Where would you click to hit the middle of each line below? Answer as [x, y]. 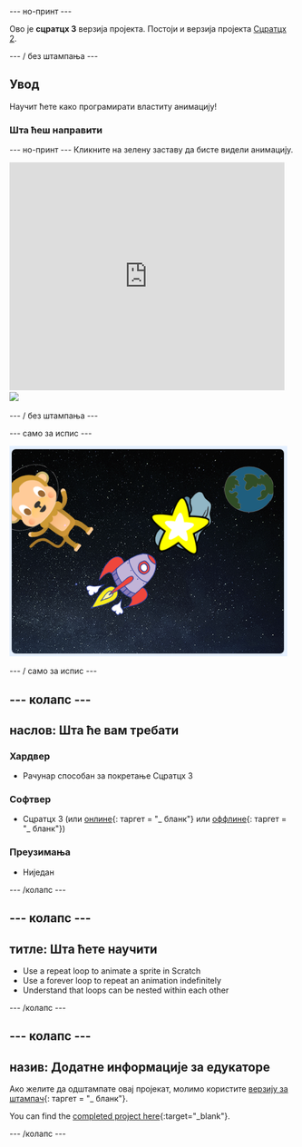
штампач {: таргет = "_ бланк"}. [69, 1099]
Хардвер [30, 756]
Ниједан [38, 872]
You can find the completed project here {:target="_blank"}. [120, 1116]
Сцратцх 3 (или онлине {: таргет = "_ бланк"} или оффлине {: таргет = [155, 819]
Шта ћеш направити [56, 130]
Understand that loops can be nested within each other [126, 990]
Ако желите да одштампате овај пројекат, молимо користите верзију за [149, 1089]
